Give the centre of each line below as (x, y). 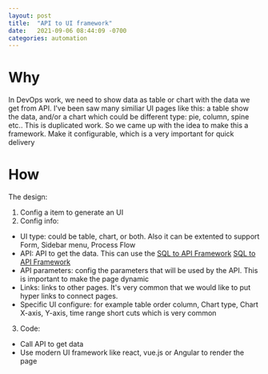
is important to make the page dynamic (84, 279)
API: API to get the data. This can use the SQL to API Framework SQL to (138, 254)
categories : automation (48, 38)
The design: (28, 197)
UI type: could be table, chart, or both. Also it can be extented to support (140, 236)
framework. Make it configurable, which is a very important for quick (121, 134)
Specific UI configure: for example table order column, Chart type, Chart (139, 304)
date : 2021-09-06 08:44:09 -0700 (68, 30)
